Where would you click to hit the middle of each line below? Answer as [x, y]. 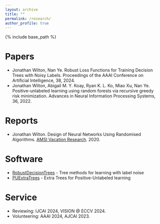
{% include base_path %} [31, 37]
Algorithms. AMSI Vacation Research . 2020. [56, 140]
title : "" [15, 14]
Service [21, 197]
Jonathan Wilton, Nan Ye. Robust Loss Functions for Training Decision [82, 70]
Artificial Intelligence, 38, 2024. [44, 80]
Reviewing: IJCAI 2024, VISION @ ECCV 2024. [59, 211]
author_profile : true [27, 23]
